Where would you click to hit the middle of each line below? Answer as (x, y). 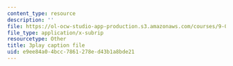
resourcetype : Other (37, 39)
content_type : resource (42, 13)
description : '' (31, 20)
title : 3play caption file (46, 45)
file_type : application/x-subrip (55, 33)
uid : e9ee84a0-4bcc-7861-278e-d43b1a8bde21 (71, 52)
